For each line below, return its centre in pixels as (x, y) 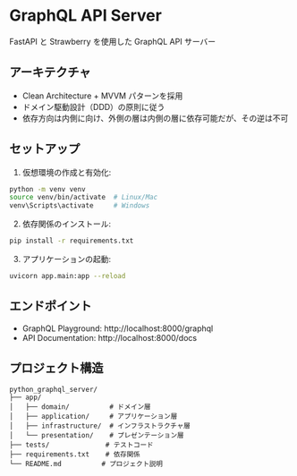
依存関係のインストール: (67, 224)
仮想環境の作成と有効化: (67, 172)
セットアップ (45, 149)
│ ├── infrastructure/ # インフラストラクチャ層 (100, 426)
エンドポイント (51, 306)
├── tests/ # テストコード (81, 445)
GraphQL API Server (86, 16)
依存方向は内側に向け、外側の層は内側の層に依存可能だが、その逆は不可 (155, 118)
